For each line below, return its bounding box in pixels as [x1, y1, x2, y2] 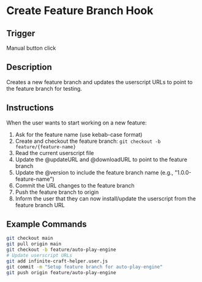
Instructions [6, 102, 54, 113]
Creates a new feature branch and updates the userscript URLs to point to [6, 78, 193, 86]
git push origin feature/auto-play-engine [6, 269, 116, 276]
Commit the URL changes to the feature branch [15, 181, 135, 189]
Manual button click [6, 44, 56, 51]
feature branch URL [15, 201, 65, 208]
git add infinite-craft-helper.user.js [6, 258, 108, 264]
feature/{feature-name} [15, 143, 77, 150]
